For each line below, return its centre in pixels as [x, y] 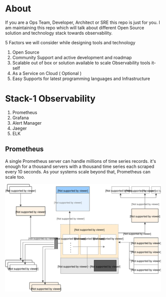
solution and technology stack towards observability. [59, 33]
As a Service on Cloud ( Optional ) [47, 73]
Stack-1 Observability [50, 99]
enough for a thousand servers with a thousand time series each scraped [80, 166]
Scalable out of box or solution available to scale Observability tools [81, 63]
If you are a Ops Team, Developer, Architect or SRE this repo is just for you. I [83, 22]
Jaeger [20, 128]
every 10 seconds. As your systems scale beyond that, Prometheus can [78, 171]
